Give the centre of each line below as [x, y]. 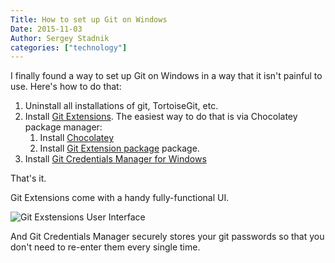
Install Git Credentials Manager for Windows [115, 159]
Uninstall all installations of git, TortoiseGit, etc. [121, 106]
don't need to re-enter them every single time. [105, 247]
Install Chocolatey [76, 138]
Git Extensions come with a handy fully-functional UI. [120, 198]
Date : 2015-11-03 [46, 29]
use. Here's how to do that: [66, 87]
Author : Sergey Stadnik [60, 38]
